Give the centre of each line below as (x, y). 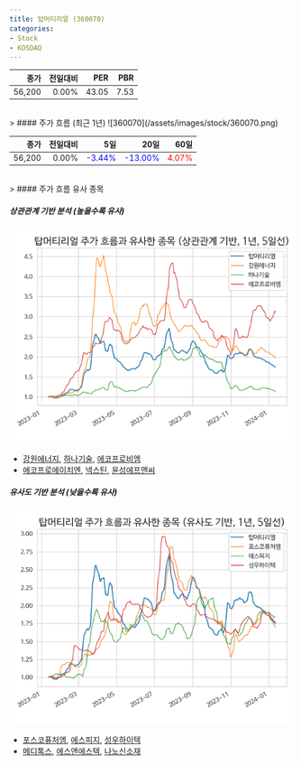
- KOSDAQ (26, 48)
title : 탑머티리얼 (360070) (57, 19)
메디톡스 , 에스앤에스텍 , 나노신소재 (82, 751)
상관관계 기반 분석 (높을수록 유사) (67, 211)
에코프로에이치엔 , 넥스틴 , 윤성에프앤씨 (89, 470)
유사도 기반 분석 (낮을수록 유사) (64, 492)
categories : (32, 28)
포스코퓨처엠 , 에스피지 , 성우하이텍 (82, 740)
